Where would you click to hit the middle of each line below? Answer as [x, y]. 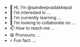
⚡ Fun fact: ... [23, 40]
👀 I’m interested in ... [30, 12]
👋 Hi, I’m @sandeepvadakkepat [41, 7]
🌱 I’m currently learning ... [35, 18]
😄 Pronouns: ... [25, 35]
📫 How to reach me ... [32, 28]
